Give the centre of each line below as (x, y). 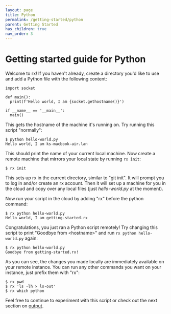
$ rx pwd (15, 282)
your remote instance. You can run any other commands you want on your (83, 267)
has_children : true (26, 29)
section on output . (25, 306)
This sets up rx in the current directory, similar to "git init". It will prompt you (85, 178)
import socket (20, 88)
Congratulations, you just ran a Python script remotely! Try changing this (82, 227)
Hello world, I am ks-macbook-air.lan (46, 144)
